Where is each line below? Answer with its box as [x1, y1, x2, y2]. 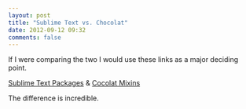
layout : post [8, 11, 51, 20]
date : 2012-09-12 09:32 [8, 26, 86, 34]
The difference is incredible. [8, 93, 100, 103]
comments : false [8, 33, 61, 42]
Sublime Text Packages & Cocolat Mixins [8, 78, 141, 88]
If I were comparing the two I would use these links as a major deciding [8, 55, 239, 64]
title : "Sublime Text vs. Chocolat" [8, 19, 128, 27]
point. [8, 64, 28, 73]
